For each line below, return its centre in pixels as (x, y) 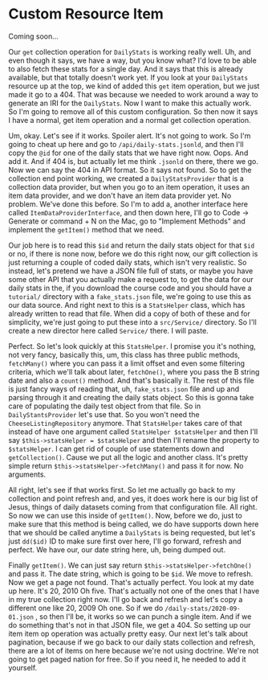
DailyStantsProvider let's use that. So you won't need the (104, 414)
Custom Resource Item (86, 14)
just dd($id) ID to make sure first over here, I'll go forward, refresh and (125, 541)
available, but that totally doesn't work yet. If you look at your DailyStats (128, 77)
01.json (21, 617)
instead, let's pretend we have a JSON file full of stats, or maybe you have (131, 271)
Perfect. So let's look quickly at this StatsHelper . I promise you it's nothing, (132, 346)
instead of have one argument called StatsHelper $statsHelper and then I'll (133, 432)
